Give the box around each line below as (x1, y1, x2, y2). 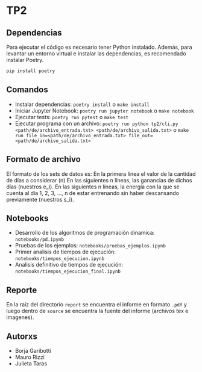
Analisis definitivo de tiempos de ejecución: (14, 261, 124, 268)
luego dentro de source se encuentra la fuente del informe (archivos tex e (6, 308, 189, 315)
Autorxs (6, 331, 37, 341)
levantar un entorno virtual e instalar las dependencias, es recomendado (6, 50, 186, 57)
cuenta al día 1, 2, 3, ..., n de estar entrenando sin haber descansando (6, 189, 180, 196)
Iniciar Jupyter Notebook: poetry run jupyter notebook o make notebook (14, 107, 194, 114)
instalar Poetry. (6, 57, 44, 63)
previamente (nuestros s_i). (6, 196, 74, 203)
